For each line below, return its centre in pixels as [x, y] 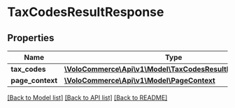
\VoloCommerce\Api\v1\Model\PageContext [140, 80]
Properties [31, 38]
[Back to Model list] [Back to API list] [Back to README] [87, 98]
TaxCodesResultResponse [86, 12]
